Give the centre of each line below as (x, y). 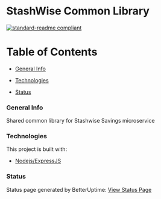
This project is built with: (37, 149)
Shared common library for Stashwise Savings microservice (80, 121)
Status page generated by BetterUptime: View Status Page (79, 189)
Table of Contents (52, 52)
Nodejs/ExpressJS (38, 161)
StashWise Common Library (78, 11)
